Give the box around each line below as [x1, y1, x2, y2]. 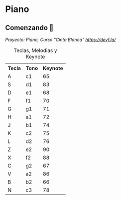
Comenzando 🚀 [5, 23, 54, 32]
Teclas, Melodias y [13, 47, 57, 53]
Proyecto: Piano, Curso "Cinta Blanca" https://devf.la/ [5, 36, 116, 42]
